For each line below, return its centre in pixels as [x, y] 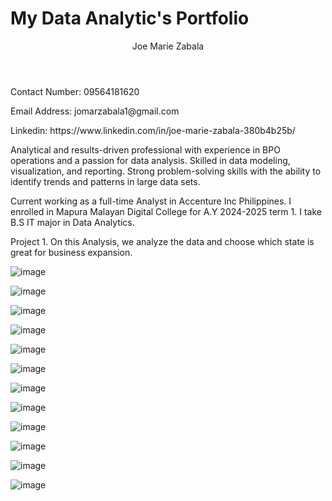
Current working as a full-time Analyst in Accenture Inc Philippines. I [151, 201]
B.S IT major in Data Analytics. [72, 222]
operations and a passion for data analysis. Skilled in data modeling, [150, 160]
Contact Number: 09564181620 [75, 91]
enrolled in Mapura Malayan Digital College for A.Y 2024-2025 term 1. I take [166, 211]
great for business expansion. [71, 252]
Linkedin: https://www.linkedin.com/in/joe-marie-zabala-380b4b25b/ [153, 130]
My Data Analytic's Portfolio [130, 18]
